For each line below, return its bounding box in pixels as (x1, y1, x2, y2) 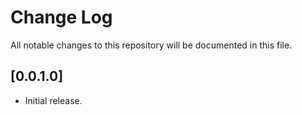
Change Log (10, 6, 113, 29)
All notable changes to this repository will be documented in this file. (10, 39, 293, 51)
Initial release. (24, 94, 83, 106)
